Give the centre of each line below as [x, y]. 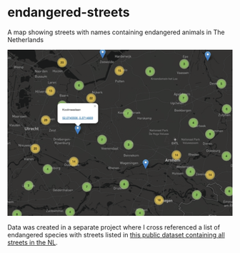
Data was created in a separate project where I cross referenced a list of [114, 227]
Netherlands [26, 39]
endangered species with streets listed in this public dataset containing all [116, 234]
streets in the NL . [33, 242]
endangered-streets [69, 12]
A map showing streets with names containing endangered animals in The [116, 32]
